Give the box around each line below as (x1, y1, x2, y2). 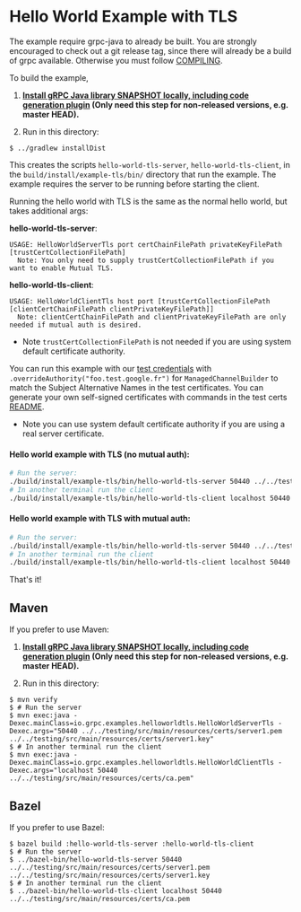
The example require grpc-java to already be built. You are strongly (9, 36, 257, 47)
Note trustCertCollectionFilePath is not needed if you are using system (21, 336, 292, 346)
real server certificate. (21, 428, 105, 439)
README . (9, 401, 45, 412)
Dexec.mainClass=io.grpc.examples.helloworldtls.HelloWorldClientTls (9, 759, 275, 767)
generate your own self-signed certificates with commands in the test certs (9, 391, 288, 402)
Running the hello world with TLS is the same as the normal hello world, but (9, 196, 288, 206)
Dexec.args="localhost (9, 766, 94, 776)
